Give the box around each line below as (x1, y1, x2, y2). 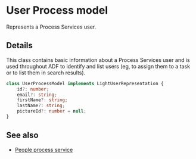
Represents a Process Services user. (6, 23, 97, 30)
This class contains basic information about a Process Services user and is (6, 56, 190, 63)
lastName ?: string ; (17, 102, 66, 109)
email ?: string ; (17, 92, 58, 98)
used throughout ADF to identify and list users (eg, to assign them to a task (6, 63, 191, 70)
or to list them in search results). (6, 69, 86, 76)
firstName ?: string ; (17, 97, 68, 103)
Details (6, 40, 33, 51)
